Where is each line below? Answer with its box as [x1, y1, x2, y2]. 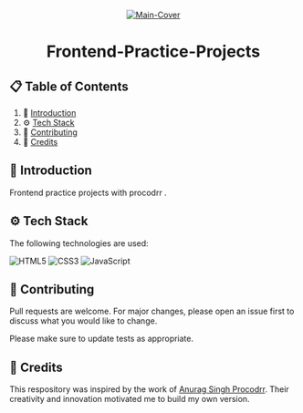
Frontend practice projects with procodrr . [9, 187, 167, 198]
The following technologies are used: [9, 237, 149, 249]
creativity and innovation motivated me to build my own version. [9, 394, 250, 405]
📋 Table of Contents [9, 78, 130, 94]
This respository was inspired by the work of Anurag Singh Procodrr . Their [9, 384, 289, 395]
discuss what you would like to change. [9, 315, 158, 326]
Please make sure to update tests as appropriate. [9, 333, 194, 345]
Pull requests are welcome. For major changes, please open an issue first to [9, 305, 295, 317]
